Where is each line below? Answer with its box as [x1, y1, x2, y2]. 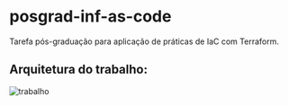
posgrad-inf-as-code [9, 6, 172, 27]
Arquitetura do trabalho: [9, 62, 148, 77]
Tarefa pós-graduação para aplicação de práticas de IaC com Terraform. [9, 36, 279, 47]
